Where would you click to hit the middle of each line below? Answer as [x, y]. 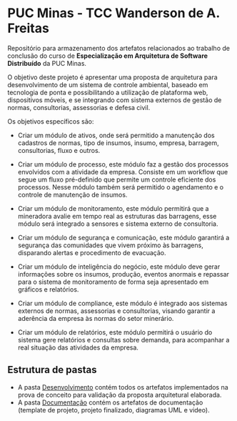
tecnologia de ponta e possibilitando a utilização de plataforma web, [108, 92]
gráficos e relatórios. [48, 289]
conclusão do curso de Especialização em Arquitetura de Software [108, 56]
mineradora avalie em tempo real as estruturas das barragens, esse [117, 216]
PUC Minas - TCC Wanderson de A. [114, 13]
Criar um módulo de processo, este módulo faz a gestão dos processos [123, 164]
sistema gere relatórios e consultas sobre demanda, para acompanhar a [123, 340]
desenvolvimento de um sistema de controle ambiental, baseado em [108, 84]
